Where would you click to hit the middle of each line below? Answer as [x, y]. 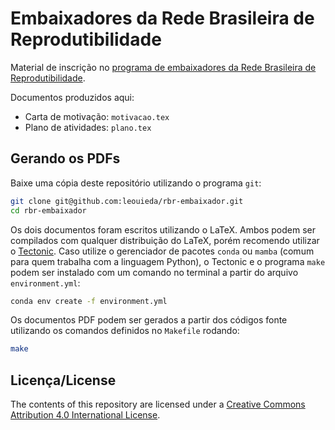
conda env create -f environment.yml [89, 301]
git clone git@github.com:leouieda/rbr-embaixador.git [127, 201]
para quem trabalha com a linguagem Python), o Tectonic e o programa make [168, 261]
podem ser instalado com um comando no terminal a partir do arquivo [154, 272]
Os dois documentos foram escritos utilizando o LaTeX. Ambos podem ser [163, 229]
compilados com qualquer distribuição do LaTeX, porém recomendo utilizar [165, 240]
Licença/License [63, 380]
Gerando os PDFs [65, 158]
